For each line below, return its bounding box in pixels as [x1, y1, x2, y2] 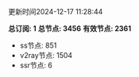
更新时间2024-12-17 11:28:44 [8, 7, 103, 16]
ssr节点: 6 [19, 60, 53, 70]
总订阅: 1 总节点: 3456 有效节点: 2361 [8, 24, 132, 33]
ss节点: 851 [19, 40, 57, 50]
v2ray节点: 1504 [19, 51, 73, 60]
